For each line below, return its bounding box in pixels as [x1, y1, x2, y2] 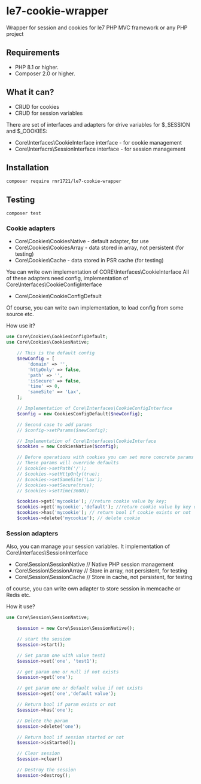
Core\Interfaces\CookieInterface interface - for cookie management [14, 139, 182, 146]
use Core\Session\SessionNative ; [6, 614, 90, 621]
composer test [6, 210, 42, 216]
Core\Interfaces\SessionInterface [6, 549, 89, 556]
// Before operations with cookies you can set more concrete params [17, 454, 194, 461]
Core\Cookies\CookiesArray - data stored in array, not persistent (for [14, 244, 184, 252]
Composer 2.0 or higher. [14, 70, 76, 77]
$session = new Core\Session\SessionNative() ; [17, 626, 135, 632]
